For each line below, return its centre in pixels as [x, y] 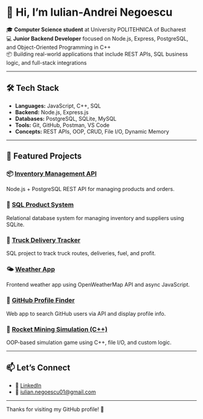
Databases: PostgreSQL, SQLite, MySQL [66, 119]
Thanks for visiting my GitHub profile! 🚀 [55, 409]
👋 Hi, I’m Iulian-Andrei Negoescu [89, 12]
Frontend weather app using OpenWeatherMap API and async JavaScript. [98, 285]
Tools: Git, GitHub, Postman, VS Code [62, 125]
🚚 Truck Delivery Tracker [43, 240]
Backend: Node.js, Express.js [52, 112]
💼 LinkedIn [28, 385]
